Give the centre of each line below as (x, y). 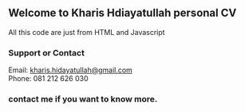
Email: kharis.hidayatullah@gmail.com (71, 70)
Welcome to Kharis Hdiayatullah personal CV (122, 13)
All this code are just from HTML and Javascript (87, 32)
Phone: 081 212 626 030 (49, 79)
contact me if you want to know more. (83, 99)
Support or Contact (47, 52)
